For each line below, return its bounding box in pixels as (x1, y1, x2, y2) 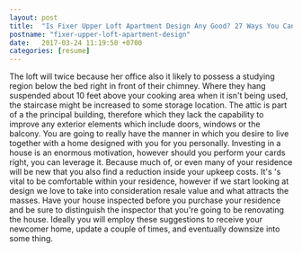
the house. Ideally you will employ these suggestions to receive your (9, 214, 263, 225)
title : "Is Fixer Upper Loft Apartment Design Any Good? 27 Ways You (9, 22, 280, 31)
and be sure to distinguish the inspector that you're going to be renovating (9, 205, 285, 215)
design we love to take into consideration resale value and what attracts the (9, 186, 289, 196)
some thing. (9, 233, 54, 244)
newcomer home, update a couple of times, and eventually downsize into (9, 223, 280, 234)
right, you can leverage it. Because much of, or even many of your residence (9, 157, 293, 168)
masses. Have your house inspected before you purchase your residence (9, 195, 281, 206)
